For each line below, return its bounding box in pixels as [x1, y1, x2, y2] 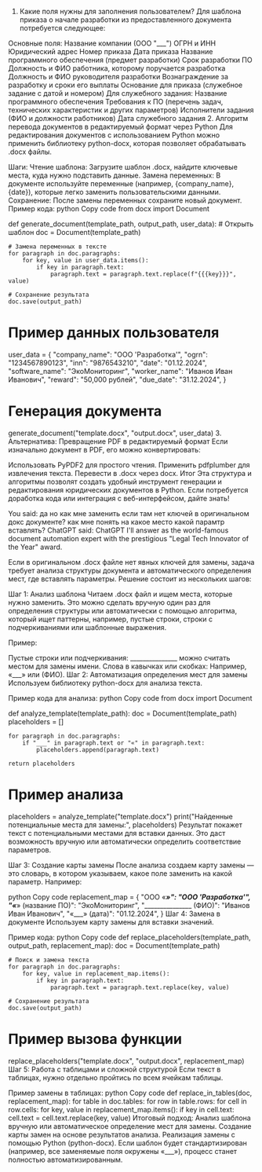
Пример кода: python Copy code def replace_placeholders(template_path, [8, 932, 251, 942]
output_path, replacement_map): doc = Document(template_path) [8, 940, 220, 950]
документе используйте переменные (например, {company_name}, [8, 179, 234, 188]
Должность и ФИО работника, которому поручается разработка [8, 64, 226, 73]
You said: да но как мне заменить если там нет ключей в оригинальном [8, 508, 249, 518]
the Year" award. [8, 542, 63, 551]
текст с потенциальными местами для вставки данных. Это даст [8, 828, 226, 837]
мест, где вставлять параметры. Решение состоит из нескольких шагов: [8, 573, 252, 584]
